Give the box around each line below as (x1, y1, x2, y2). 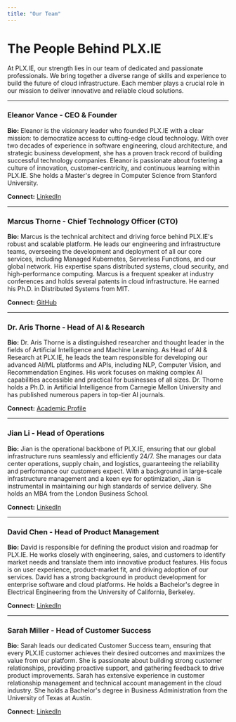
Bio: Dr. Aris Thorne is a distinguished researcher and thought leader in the (7, 338, 225, 347)
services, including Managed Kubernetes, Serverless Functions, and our (7, 254, 216, 264)
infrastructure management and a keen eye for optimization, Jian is (7, 474, 202, 482)
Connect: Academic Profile (7, 404, 86, 413)
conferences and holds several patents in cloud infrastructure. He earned (7, 277, 220, 285)
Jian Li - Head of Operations (7, 428, 105, 438)
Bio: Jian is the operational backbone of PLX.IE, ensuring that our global (7, 444, 216, 453)
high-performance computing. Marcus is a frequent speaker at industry (7, 270, 214, 278)
